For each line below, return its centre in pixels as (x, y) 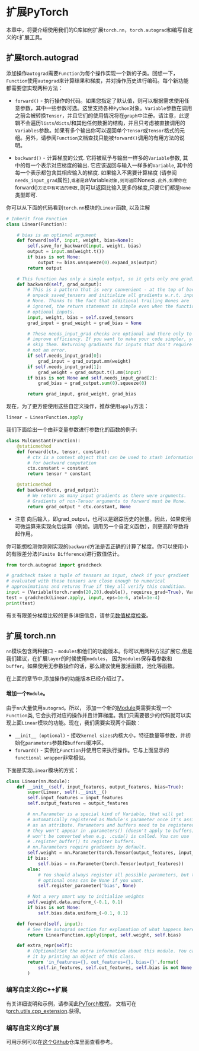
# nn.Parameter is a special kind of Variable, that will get (106, 814)
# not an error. (47, 350)
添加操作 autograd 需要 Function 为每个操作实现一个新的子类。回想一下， (92, 73)
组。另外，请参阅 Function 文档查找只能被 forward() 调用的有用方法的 (97, 138)
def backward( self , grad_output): (59, 284)
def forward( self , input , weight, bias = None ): (75, 240)
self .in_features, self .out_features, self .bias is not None (115, 968)
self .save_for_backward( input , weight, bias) (85, 246)
